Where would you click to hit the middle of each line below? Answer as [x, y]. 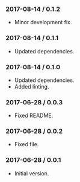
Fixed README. [34, 116]
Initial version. [32, 173]
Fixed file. [26, 144]
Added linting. [32, 86]
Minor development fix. [43, 22]
